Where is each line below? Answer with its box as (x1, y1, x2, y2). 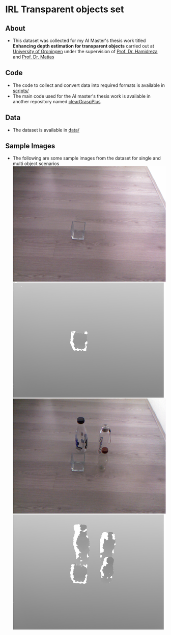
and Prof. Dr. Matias (12, 54, 54, 60)
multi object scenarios (12, 161, 60, 167)
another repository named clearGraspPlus (12, 98, 101, 104)
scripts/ (12, 87, 29, 94)
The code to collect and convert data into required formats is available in (12, 82, 165, 88)
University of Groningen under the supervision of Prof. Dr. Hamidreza (12, 49, 158, 54)
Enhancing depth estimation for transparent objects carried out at (12, 43, 154, 49)
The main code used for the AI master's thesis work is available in (12, 93, 151, 99)
